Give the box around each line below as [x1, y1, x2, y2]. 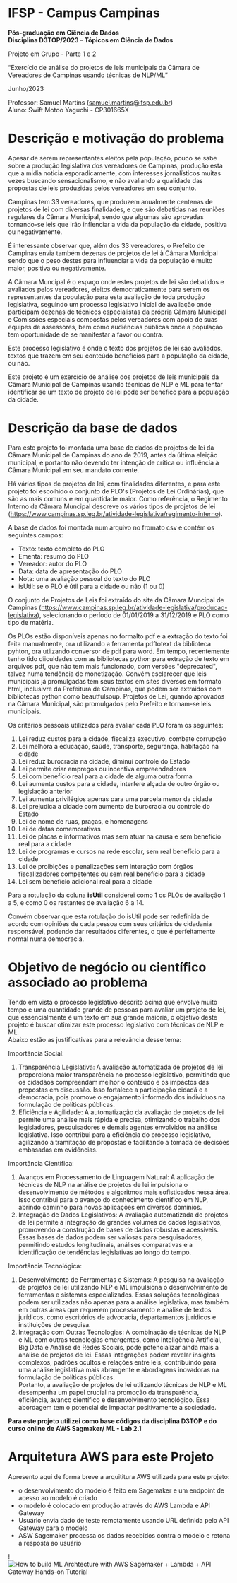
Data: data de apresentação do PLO [18, 567, 123, 576]
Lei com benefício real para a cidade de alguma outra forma [18, 772, 193, 781]
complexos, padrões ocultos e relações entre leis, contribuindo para [18, 1357, 217, 1366]
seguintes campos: [8, 530, 63, 539]
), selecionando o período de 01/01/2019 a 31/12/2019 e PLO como [37, 610, 229, 619]
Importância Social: [8, 1048, 64, 1058]
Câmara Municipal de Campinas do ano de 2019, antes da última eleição [8, 450, 218, 459]
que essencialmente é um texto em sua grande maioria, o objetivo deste [8, 1012, 218, 1021]
